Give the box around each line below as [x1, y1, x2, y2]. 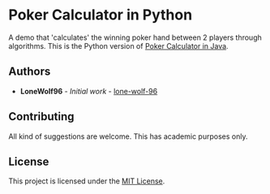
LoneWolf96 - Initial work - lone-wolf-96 [19, 86, 158, 96]
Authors [8, 65, 51, 79]
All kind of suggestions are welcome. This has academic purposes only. [8, 131, 248, 141]
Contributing [8, 110, 75, 123]
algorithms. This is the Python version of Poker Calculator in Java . [8, 41, 229, 50]
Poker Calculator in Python [8, 6, 193, 24]
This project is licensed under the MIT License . [8, 176, 165, 186]
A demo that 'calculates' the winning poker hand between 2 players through [8, 32, 262, 42]
